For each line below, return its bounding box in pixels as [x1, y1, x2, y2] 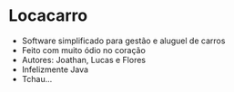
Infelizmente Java [21, 64, 88, 75]
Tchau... [21, 73, 53, 84]
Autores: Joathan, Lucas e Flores [21, 54, 147, 65]
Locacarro [8, 5, 88, 26]
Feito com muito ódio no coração [21, 44, 147, 55]
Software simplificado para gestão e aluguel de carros [21, 35, 226, 46]
